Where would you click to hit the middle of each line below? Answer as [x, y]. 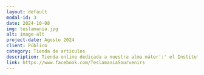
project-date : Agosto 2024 [40, 40]
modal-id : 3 [21, 18]
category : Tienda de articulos [46, 51]
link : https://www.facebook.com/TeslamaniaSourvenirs [76, 62]
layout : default [27, 12]
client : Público [27, 46]
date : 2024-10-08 [28, 23]
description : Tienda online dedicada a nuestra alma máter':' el [90, 57]
